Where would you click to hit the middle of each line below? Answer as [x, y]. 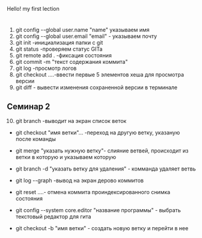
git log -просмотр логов [46, 68]
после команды [36, 139]
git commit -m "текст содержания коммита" [72, 62]
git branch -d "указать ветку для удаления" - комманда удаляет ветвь [106, 169]
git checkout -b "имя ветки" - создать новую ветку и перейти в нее [102, 228]
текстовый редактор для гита [53, 217]
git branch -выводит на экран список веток [71, 121]
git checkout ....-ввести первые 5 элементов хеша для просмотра [100, 75]
